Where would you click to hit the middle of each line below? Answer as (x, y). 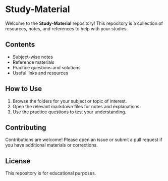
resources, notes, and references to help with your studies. (67, 28)
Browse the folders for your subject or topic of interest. (70, 101)
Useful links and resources (40, 73)
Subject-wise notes (33, 57)
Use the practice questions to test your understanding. (69, 112)
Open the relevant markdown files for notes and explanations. (77, 106)
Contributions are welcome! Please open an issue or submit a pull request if (84, 140)
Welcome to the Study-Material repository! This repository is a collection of (84, 23)
